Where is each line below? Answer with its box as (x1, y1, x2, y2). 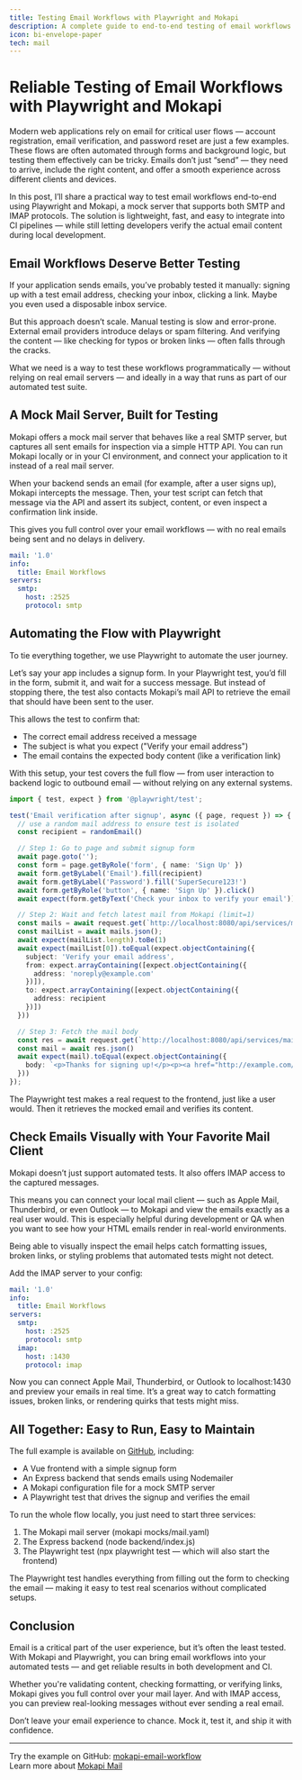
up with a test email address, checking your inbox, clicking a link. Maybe (9, 289, 278, 300)
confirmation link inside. (9, 506, 99, 517)
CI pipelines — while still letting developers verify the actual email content (9, 220, 283, 231)
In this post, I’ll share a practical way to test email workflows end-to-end (9, 191, 277, 203)
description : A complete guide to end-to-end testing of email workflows (9, 22, 292, 31)
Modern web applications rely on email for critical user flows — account (9, 126, 276, 137)
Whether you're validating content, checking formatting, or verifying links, (9, 1679, 283, 1690)
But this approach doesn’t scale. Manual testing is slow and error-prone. (9, 316, 277, 327)
